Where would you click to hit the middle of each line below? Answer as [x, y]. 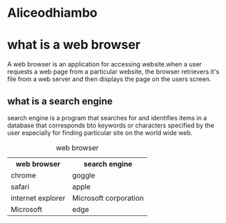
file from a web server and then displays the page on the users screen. [109, 79]
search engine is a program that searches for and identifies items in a [107, 117]
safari [20, 187]
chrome [23, 175]
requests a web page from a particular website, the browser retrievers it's [113, 72]
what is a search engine [60, 101]
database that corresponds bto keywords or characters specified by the [111, 125]
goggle [84, 175]
